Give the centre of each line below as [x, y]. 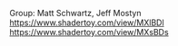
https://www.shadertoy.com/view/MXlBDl [87, 23]
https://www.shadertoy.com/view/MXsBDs [89, 32]
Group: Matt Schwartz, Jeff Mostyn [75, 13]
